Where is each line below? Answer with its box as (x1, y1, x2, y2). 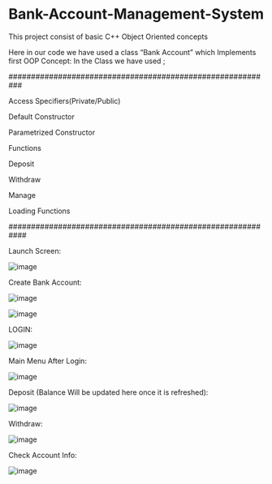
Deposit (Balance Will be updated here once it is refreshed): (8, 387, 209, 397)
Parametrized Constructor (8, 127, 96, 137)
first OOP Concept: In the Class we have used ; (8, 56, 166, 66)
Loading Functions (8, 206, 71, 216)
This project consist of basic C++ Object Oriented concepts (8, 32, 209, 41)
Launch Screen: (8, 246, 62, 255)
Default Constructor (8, 111, 75, 122)
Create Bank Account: (8, 277, 83, 287)
